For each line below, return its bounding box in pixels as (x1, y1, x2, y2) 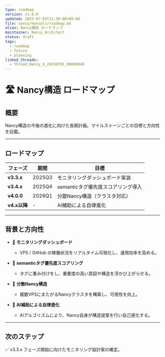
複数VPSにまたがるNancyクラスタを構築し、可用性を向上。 (19, 291, 140, 297)
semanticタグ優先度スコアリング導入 (57, 183, 142, 190)
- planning (9, 52, 32, 58)
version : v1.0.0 (5, 12, 38, 17)
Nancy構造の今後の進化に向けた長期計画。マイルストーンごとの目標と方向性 (5, 123, 160, 128)
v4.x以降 (7, 202, 28, 208)
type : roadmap (5, 7, 34, 12)
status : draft (5, 35, 34, 40)
